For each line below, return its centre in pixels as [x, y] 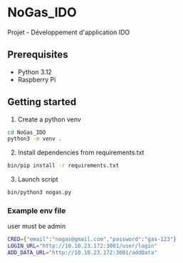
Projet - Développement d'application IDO [69, 32]
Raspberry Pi [37, 79]
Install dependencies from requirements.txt [81, 153]
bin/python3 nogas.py [40, 193]
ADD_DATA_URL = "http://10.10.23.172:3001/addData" [83, 253]
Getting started [42, 102]
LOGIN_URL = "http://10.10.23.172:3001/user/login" [83, 246]
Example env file [37, 210]
